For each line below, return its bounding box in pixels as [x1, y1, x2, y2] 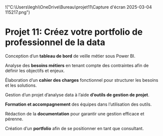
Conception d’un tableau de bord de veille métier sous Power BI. [5, 53, 136, 59]
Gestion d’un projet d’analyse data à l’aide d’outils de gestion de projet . [5, 91, 149, 97]
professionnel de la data [5, 37, 105, 48]
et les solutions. [5, 82, 37, 88]
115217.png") [5, 9, 30, 15]
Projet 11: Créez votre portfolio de [5, 26, 143, 38]
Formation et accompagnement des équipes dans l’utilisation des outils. [5, 101, 152, 107]
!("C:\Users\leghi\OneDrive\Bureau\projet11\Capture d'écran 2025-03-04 [5, 4, 152, 10]
